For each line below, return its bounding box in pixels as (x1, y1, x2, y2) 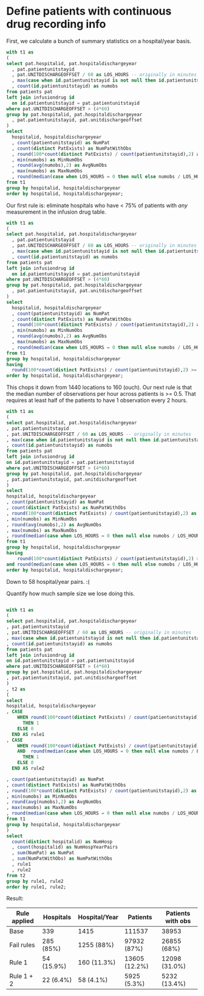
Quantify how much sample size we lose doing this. (6, 589, 135, 597)
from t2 (6, 872, 26, 879)
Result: (6, 895, 24, 902)
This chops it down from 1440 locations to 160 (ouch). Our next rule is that (6, 384, 192, 391)
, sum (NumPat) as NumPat (12, 850, 75, 856)
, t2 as (6, 686, 26, 692)
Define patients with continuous (6, 4, 172, 18)
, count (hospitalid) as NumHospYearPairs (12, 844, 118, 850)
